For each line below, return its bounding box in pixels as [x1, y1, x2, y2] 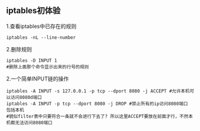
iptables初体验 [6, 5, 61, 16]
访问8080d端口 [10, 94, 42, 100]
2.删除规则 [6, 45, 32, 52]
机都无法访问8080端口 [6, 120, 53, 126]
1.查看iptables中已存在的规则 [6, 23, 76, 30]
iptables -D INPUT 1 [6, 57, 58, 64]
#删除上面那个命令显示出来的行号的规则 [6, 64, 90, 70]
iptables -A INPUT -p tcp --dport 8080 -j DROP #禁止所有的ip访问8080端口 [6, 101, 188, 107]
